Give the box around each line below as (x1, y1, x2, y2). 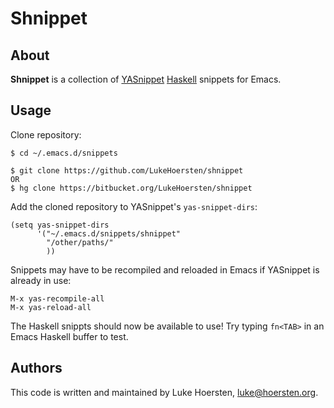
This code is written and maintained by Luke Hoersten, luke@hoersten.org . (10, 386, 319, 398)
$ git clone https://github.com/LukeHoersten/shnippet (10, 165, 244, 176)
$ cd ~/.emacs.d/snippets (10, 148, 118, 158)
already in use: (10, 274, 72, 286)
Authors (10, 360, 63, 377)
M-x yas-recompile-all (10, 293, 105, 304)
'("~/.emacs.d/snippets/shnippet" (36, 228, 182, 239)
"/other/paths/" (46, 237, 114, 247)
